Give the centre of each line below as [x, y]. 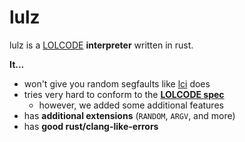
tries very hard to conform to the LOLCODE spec [124, 94]
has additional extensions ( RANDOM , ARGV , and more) [129, 115]
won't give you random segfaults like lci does [117, 83]
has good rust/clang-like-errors [91, 126]
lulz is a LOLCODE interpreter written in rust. [101, 45]
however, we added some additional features [131, 105]
